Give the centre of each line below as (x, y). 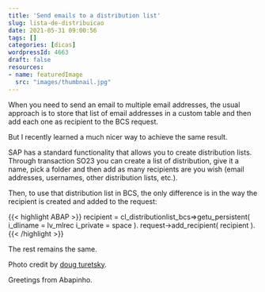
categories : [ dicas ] (42, 45)
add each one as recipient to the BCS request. (83, 121)
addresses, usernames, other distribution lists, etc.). (93, 177)
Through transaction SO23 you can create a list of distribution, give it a (124, 160)
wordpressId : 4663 (38, 52)
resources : (26, 67)
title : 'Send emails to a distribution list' (84, 15)
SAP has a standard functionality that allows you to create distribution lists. (130, 152)
